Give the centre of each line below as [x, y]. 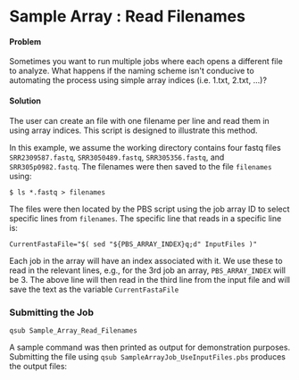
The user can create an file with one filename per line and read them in [139, 120]
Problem [25, 41]
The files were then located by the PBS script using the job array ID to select [149, 209]
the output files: [38, 366]
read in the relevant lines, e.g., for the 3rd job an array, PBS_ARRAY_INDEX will [147, 270]
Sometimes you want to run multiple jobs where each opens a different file [146, 62]
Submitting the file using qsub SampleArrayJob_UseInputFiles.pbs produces [147, 356]
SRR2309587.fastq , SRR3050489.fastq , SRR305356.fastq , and [117, 157]
